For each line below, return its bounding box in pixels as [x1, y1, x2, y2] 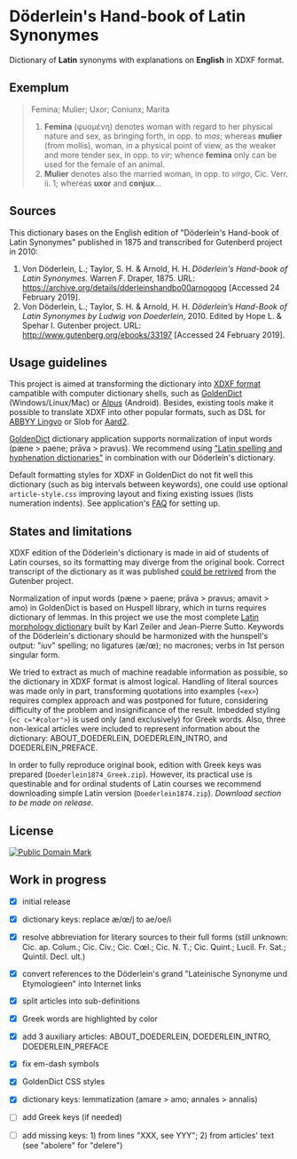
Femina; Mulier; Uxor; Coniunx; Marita [30, 104, 170, 115]
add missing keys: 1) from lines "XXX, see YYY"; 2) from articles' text [21, 1130, 275, 1140]
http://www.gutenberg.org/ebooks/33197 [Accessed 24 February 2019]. [21, 329, 285, 340]
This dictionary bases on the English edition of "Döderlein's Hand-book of [9, 227, 279, 237]
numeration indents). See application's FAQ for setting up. [9, 498, 221, 508]
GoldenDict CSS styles [21, 1076, 106, 1087]
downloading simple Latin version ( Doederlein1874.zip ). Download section [9, 788, 282, 799]
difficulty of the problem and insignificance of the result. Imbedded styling [9, 705, 281, 715]
